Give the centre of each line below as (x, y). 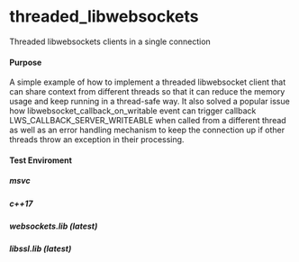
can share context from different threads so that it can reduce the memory (147, 92)
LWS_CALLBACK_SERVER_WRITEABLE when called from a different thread (148, 121)
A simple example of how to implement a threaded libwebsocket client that (148, 82)
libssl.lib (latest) (41, 248)
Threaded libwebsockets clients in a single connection (110, 41)
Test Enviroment (41, 160)
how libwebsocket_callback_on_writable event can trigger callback (133, 111)
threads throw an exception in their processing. (97, 140)
